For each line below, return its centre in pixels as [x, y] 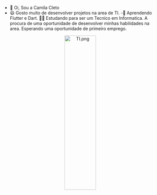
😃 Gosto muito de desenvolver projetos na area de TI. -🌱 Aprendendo [81, 13]
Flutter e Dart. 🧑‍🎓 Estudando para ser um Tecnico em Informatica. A [78, 18]
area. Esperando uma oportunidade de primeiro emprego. [68, 29]
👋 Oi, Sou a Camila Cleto [34, 8]
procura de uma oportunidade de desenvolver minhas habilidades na [79, 23]
